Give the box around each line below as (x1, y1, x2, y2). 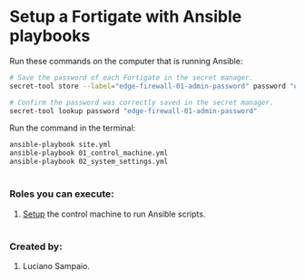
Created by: (9, 240, 63, 253)
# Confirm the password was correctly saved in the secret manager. (9, 98, 274, 107)
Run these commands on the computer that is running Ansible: (9, 55, 243, 66)
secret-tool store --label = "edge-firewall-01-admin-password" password (9, 82, 286, 91)
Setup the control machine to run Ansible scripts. (22, 208, 206, 219)
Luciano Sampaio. (22, 261, 91, 272)
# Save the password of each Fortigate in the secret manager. (9, 72, 254, 82)
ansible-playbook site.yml (9, 140, 112, 150)
